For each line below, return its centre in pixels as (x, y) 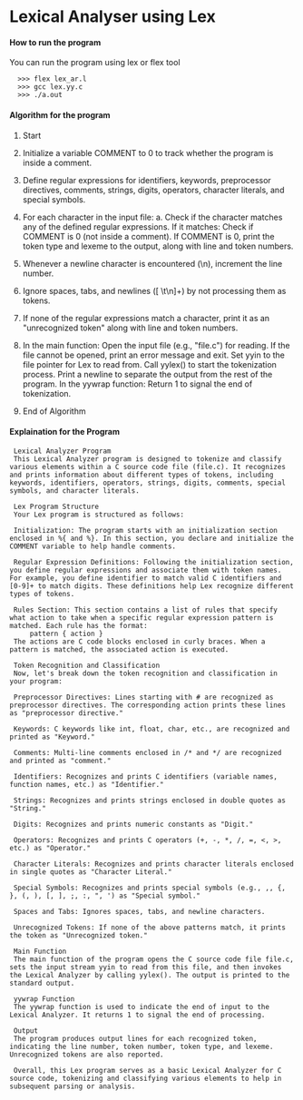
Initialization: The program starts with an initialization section (146, 530)
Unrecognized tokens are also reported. (87, 1055)
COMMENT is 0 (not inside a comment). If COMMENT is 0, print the (148, 236)
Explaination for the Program (65, 432)
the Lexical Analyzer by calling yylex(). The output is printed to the (150, 975)
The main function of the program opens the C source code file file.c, (154, 959)
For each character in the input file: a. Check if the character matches (152, 217)
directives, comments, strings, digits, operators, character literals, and (153, 190)
